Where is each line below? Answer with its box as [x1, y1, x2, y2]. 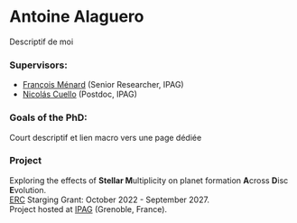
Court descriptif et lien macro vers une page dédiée [9, 132, 202, 143]
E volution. [9, 184, 47, 195]
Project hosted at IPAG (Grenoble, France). [9, 203, 168, 214]
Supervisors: [9, 59, 68, 71]
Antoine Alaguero [9, 6, 144, 27]
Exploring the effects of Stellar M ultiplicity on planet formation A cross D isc [9, 174, 289, 186]
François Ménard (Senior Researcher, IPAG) [22, 79, 184, 90]
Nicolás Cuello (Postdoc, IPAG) [22, 88, 138, 100]
